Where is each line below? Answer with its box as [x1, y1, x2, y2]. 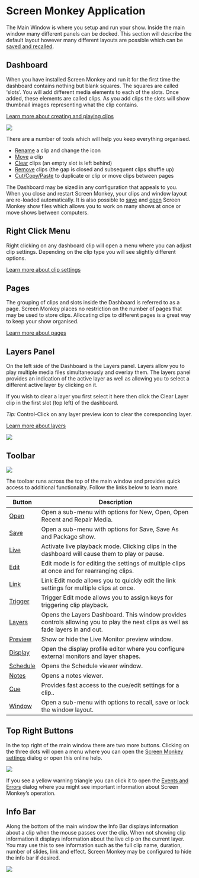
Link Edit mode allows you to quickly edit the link [41, 577, 176, 584]
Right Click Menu [6, 226, 71, 236]
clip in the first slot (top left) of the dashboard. [6, 399, 118, 407]
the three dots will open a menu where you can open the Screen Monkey [6, 748, 184, 755]
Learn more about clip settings [6, 266, 81, 273]
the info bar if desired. [6, 854, 60, 861]
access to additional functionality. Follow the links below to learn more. [6, 484, 179, 491]
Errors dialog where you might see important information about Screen [6, 783, 179, 790]
